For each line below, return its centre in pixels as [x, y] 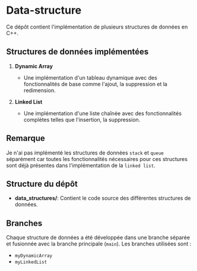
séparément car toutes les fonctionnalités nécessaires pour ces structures [97, 159]
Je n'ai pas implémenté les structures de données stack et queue [85, 153]
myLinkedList [31, 262]
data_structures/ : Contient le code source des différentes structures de [103, 198]
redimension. [39, 90]
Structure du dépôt [42, 184]
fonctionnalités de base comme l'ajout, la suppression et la [96, 84]
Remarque [26, 138]
